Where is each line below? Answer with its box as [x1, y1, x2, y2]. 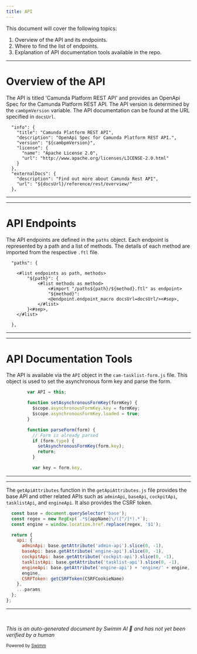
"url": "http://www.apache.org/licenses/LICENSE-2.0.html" [21, 155, 169, 161]
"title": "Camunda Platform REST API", [16, 129, 114, 135]
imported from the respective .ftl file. [6, 248, 99, 256]
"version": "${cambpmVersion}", [16, 139, 96, 146]
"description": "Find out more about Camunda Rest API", [16, 176, 159, 182]
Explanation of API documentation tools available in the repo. [14, 48, 162, 56]
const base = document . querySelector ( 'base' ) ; [11, 510, 127, 516]
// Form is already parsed [32, 432, 98, 438]
